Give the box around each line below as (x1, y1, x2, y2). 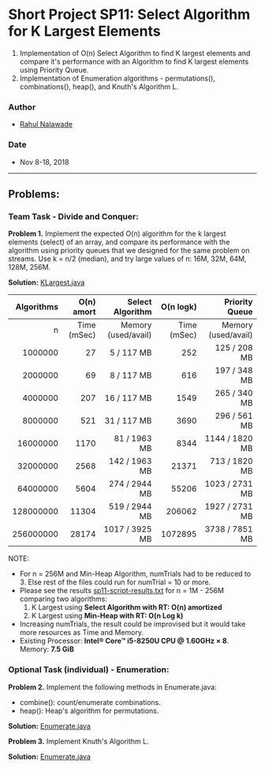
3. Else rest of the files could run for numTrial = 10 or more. (19, 577, 211, 587)
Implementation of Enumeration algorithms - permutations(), (19, 73, 215, 83)
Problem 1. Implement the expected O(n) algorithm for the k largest (8, 229, 226, 238)
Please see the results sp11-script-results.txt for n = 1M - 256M (19, 586, 225, 595)
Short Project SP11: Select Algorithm (8, 6, 251, 24)
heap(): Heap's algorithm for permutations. (19, 706, 159, 715)
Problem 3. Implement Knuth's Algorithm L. (8, 736, 149, 746)
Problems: (8, 187, 60, 200)
